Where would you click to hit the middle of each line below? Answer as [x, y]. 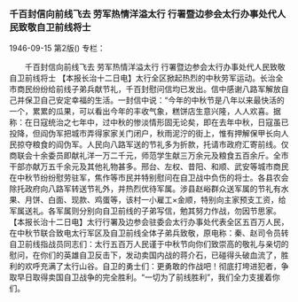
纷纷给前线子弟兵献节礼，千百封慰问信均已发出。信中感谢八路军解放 [157, 89]
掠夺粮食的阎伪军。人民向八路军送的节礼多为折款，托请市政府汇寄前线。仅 [153, 144]
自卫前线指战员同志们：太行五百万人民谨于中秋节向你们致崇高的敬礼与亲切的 [149, 244]
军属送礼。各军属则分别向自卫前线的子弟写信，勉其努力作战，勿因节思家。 [145, 211]
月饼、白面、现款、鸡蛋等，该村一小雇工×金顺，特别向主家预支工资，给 [155, 200]
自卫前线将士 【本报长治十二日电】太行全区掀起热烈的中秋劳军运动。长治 [142, 78]
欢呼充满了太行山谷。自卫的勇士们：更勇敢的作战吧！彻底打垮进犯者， [153, 267]
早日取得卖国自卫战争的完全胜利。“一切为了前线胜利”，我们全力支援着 [145, 277]
